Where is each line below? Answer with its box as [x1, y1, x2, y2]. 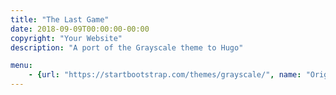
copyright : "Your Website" [10, 33, 123, 43]
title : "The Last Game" [10, 14, 110, 25]
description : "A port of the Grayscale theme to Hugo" [10, 42, 244, 53]
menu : [10, 61, 33, 71]
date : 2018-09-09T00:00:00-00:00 [10, 24, 150, 34]
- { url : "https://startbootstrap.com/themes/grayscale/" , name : [28, 70, 302, 80]
